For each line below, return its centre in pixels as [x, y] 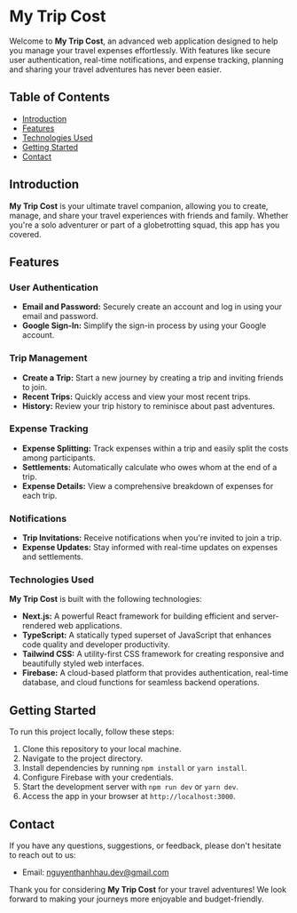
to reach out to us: [43, 855]
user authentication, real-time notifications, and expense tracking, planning [146, 60]
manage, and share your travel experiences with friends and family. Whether [149, 215]
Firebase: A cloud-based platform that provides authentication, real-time [155, 673]
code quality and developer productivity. [96, 645]
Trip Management [48, 358]
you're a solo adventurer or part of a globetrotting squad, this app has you [145, 225]
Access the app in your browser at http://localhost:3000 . [129, 797]
